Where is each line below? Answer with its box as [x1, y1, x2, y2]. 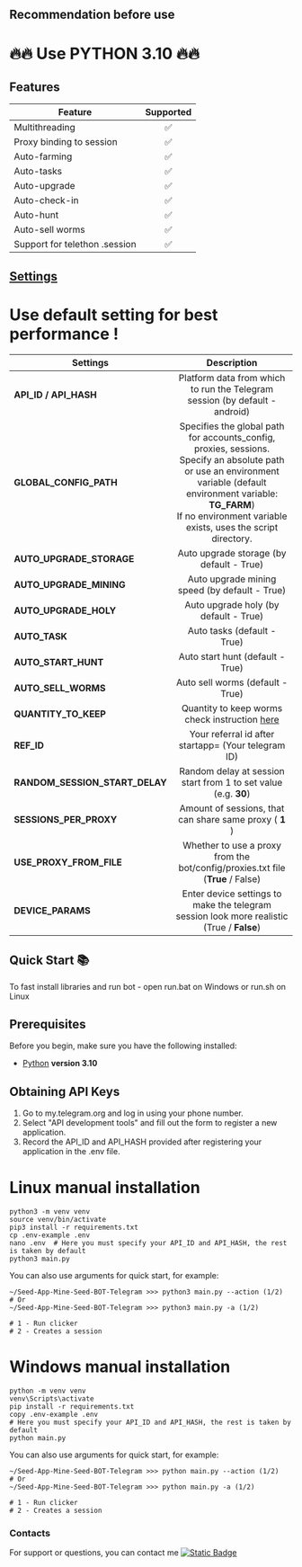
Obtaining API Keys [9, 1083, 120, 1100]
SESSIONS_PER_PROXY [13, 813, 118, 825]
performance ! [9, 324, 120, 344]
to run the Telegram [190, 382, 274, 395]
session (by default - [187, 394, 277, 406]
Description [206, 356, 258, 369]
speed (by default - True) [178, 583, 287, 596]
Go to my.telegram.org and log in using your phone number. [22, 1108, 244, 1118]
